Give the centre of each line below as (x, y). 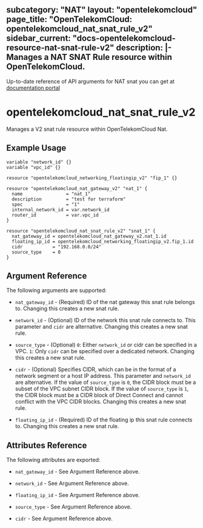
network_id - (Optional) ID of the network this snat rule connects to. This (105, 320)
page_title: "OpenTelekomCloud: (69, 20)
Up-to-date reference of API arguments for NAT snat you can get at (90, 81)
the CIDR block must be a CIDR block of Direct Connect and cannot (99, 395)
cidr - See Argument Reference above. (64, 519)
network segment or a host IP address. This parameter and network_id (103, 376)
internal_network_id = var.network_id (61, 210)
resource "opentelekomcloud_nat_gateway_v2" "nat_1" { (77, 188)
